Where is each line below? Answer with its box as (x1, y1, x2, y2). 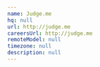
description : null (7, 50, 61, 57)
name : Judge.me (7, 10, 52, 17)
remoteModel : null (7, 36, 61, 43)
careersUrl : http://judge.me (7, 29, 93, 37)
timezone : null (7, 43, 52, 50)
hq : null (7, 17, 33, 24)
